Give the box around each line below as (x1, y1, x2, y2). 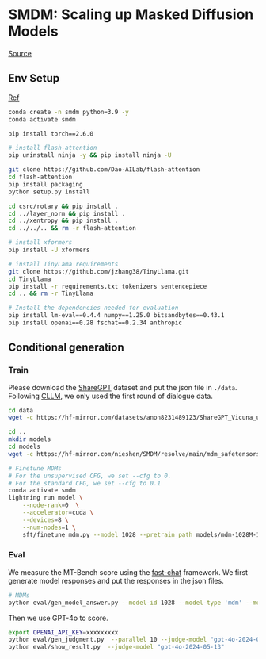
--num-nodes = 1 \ (22, 523, 77, 531)
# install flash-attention (8, 144, 97, 152)
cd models (8, 443, 41, 451)
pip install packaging (8, 180, 83, 188)
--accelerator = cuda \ (22, 509, 93, 517)
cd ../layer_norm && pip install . (8, 209, 126, 217)
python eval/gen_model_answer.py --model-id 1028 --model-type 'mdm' (8, 599, 243, 607)
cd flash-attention (8, 173, 73, 181)
